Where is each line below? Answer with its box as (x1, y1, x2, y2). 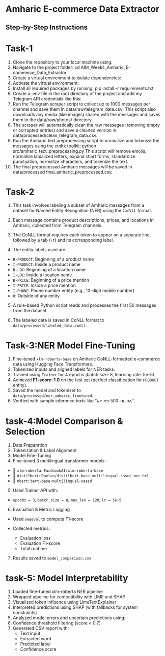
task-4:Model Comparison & (5, 415, 123, 426)
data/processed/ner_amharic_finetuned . (12, 393, 94, 398)
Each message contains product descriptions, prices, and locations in (12, 217, 154, 223)
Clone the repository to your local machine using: (12, 59, 112, 65)
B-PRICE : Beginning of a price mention (12, 277, 90, 283)
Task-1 (5, 43, 33, 54)
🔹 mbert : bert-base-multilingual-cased (12, 478, 92, 484)
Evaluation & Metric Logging (12, 506, 70, 513)
